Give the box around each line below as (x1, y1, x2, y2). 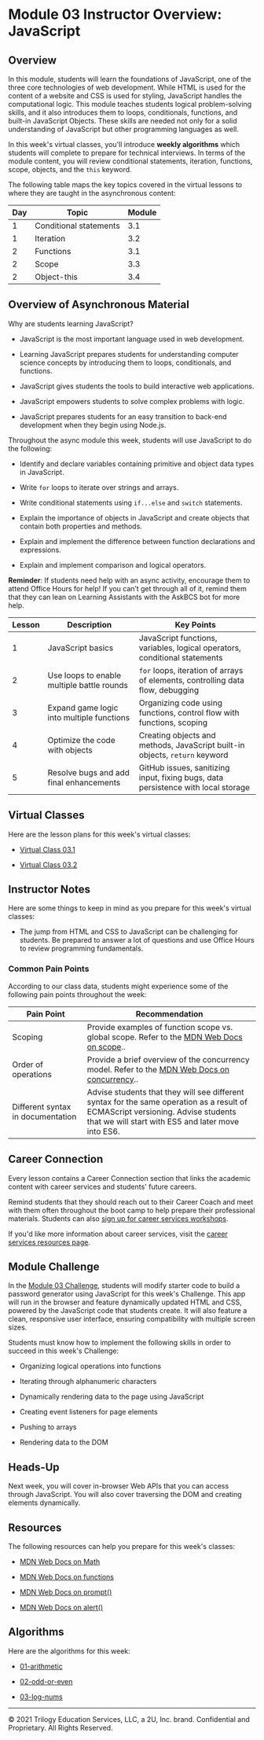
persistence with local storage (138, 782, 250, 793)
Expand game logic (47, 702, 119, 713)
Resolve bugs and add (47, 767, 130, 778)
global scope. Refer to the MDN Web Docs (86, 1032, 244, 1043)
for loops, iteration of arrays (138, 664, 244, 675)
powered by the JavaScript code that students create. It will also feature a (8, 1306, 247, 1315)
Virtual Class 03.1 (19, 844, 76, 854)
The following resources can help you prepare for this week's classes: (8, 1541, 236, 1551)
